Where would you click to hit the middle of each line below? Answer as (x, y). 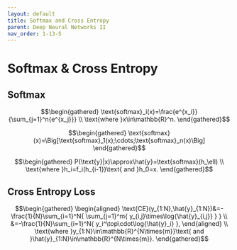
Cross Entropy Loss (51, 192)
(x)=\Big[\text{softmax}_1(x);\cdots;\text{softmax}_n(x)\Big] (119, 141)
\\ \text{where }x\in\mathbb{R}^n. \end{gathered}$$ (154, 119)
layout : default (31, 14)
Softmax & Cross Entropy (83, 69)
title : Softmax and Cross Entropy (59, 21)
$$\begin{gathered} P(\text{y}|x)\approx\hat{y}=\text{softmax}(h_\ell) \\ (119, 162)
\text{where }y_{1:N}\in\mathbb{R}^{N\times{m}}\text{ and (119, 232)
